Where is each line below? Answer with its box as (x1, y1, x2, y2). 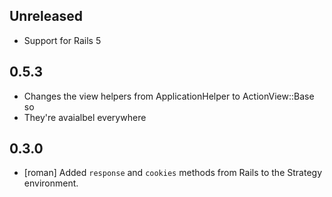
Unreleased (9, 8, 84, 25)
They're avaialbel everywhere (23, 111, 147, 123)
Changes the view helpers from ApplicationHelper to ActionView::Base (23, 90, 315, 102)
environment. (23, 177, 79, 189)
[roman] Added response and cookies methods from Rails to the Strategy (23, 167, 322, 179)
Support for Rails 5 (23, 34, 102, 46)
